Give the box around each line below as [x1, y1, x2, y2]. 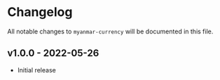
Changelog [7, 4, 73, 20]
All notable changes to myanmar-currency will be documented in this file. [7, 27, 214, 35]
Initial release [17, 65, 56, 74]
